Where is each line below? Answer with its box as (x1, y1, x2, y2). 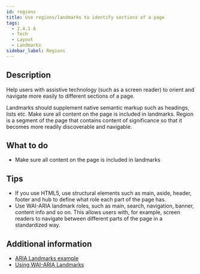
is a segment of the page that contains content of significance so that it (6, 116, 183, 124)
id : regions (6, 8, 36, 15)
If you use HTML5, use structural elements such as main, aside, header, (14, 189, 192, 197)
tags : (6, 20, 20, 26)
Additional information (6, 239, 92, 249)
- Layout (11, 37, 34, 43)
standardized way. (14, 221, 60, 228)
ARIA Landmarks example (14, 255, 79, 261)
